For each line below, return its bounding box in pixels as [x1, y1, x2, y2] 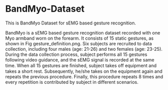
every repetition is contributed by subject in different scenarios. [5, 79, 138, 85]
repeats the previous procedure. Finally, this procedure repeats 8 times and [5, 73, 163, 79]
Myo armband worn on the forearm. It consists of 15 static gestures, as [5, 35, 154, 41]
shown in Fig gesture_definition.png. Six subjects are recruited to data [5, 40, 152, 46]
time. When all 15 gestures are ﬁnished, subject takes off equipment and [5, 62, 157, 69]
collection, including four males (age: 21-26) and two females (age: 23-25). [5, 46, 163, 52]
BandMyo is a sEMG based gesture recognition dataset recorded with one [5, 29, 160, 36]
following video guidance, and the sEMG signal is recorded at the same [5, 56, 155, 63]
